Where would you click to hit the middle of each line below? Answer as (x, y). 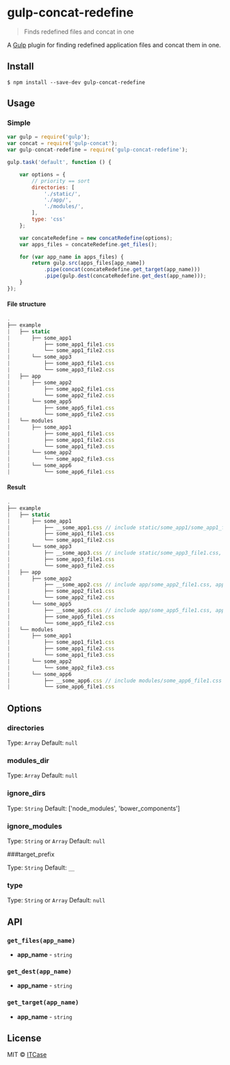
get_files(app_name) (41, 940)
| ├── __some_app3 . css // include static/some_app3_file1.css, (115, 553)
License (24, 1038)
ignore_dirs (26, 793)
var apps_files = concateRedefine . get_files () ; (88, 244)
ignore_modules (35, 826)
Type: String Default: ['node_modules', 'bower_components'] (93, 808)
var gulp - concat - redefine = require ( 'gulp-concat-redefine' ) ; (98, 150)
